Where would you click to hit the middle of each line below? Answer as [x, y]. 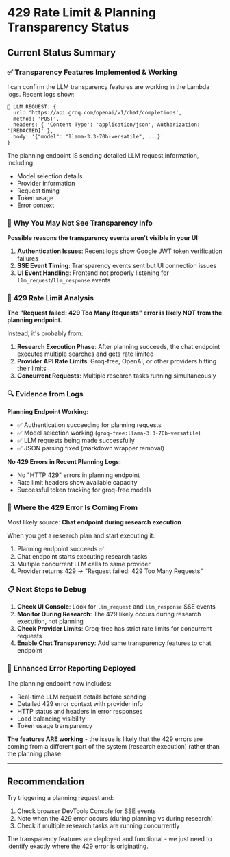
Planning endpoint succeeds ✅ [61, 549]
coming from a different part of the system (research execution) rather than [114, 746]
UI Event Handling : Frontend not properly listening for [93, 273]
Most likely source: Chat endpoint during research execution [94, 522]
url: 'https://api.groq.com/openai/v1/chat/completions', [98, 112]
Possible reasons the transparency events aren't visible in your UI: [103, 238]
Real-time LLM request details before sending [81, 697]
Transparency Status [68, 27]
